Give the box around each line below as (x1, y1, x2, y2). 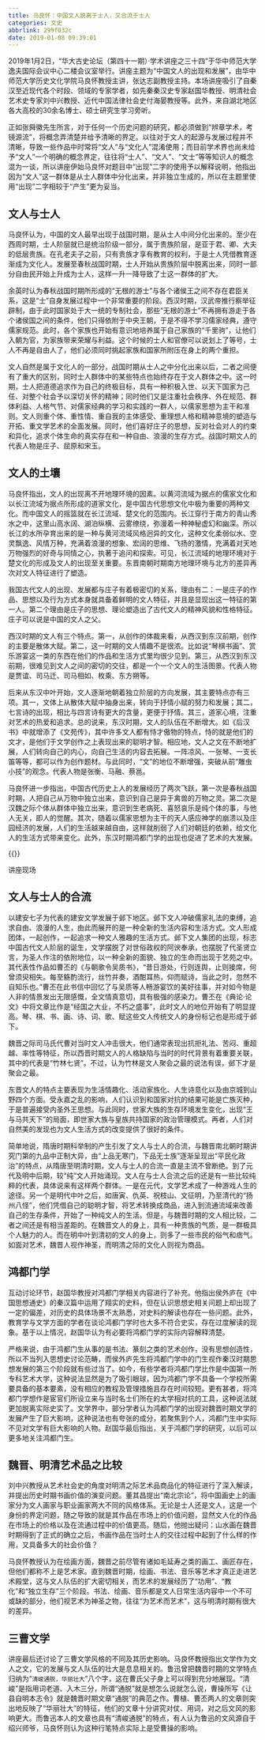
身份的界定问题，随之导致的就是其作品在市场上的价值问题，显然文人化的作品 (8, 1511, 257, 1520)
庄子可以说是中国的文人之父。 (8, 614, 105, 624)
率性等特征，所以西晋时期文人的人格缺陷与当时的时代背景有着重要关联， (21, 1048, 257, 1058)
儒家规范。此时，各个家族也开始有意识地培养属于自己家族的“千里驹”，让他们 (8, 326, 256, 335)
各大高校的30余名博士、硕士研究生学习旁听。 (8, 106, 155, 115)
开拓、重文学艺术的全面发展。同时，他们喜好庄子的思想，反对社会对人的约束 (8, 421, 257, 431)
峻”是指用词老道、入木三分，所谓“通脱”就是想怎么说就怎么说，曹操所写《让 (8, 1684, 252, 1693)
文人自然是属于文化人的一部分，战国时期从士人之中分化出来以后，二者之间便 (8, 362, 257, 372)
